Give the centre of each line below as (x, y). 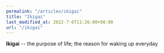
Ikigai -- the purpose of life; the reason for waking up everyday (82, 44)
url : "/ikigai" (25, 27)
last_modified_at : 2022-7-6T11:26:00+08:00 (60, 22)
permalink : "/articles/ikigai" (44, 11)
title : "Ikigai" (26, 17)
